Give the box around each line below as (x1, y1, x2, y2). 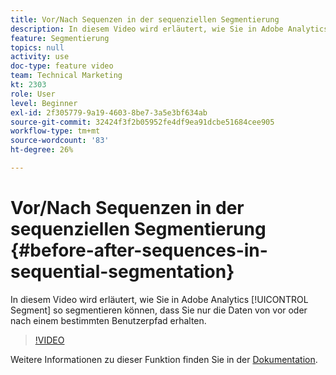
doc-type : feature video (10, 61, 114, 71)
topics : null (10, 42, 65, 53)
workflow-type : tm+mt (10, 126, 101, 136)
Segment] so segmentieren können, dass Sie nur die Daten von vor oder (10, 304, 308, 316)
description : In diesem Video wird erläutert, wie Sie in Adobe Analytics (10, 24, 329, 34)
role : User (10, 89, 56, 99)
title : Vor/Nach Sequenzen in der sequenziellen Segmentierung (10, 14, 280, 25)
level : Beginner (10, 98, 78, 108)
